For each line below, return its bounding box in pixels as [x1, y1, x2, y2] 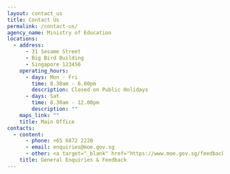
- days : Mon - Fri [25, 73, 78, 81]
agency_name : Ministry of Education [7, 29, 112, 36]
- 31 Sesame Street [25, 49, 81, 55]
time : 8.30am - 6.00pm [31, 80, 97, 87]
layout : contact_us [7, 10, 63, 17]
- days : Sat [25, 93, 60, 100]
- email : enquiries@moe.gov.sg [25, 144, 115, 151]
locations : [7, 36, 38, 42]
